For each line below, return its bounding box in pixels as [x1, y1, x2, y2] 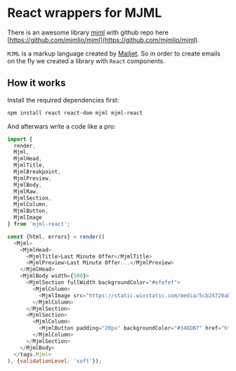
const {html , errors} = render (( [7, 233, 105, 240]
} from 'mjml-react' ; [7, 221, 71, 228]
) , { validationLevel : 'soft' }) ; [7, 357, 102, 365]
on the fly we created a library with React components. [7, 56, 165, 65]
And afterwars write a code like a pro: [7, 122, 116, 131]
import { [7, 136, 33, 143]
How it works [7, 77, 66, 89]
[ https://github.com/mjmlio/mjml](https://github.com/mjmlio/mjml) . [7, 35, 200, 44]
